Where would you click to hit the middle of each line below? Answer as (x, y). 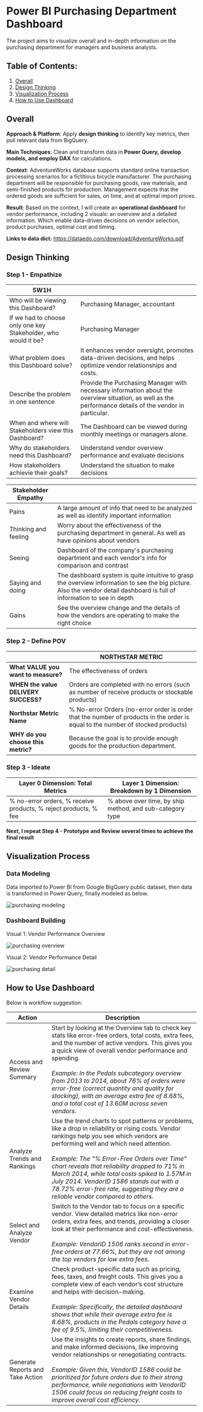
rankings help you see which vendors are (110, 1136)
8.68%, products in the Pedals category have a (118, 1322)
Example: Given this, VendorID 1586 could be (116, 1370)
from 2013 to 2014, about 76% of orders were (118, 1080)
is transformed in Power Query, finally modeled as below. (77, 893)
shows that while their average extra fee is (111, 1314)
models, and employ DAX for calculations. (60, 158)
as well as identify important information (114, 515)
